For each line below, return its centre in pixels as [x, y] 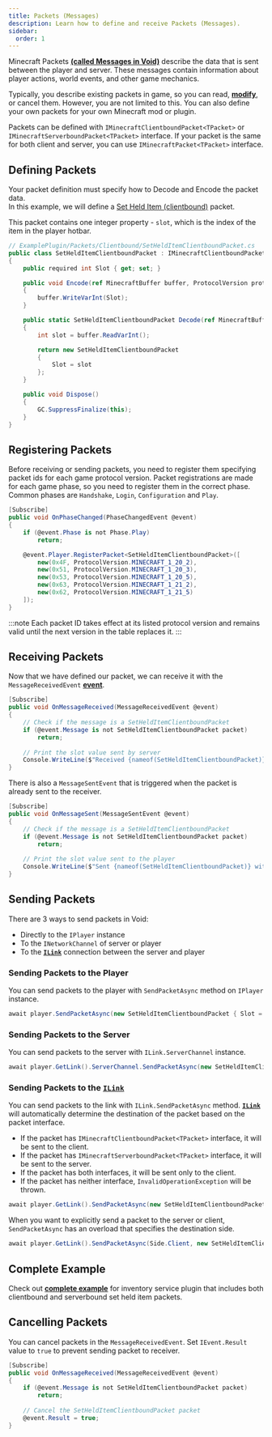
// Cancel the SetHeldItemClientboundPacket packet [112, 1411]
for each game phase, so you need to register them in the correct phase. [130, 487]
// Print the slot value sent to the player [99, 859]
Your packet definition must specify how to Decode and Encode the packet [134, 189]
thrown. [33, 1190]
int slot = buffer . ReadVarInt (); [94, 335]
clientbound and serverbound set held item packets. [96, 1297]
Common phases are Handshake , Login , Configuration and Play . [113, 495]
